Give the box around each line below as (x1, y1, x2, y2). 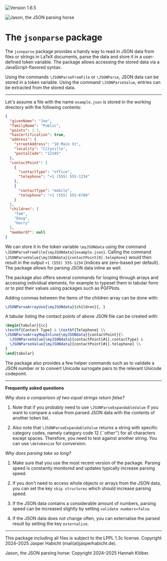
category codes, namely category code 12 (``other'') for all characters (12, 430, 156, 436)
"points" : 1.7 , (9, 128, 41, 133)
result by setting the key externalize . (12, 521, 89, 527)
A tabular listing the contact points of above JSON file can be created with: (5, 313, 159, 319)
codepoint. (5, 370, 27, 376)
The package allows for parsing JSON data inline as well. (5, 265, 122, 271)
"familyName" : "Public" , (9, 123, 61, 128)
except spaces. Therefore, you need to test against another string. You (12, 435, 158, 441)
